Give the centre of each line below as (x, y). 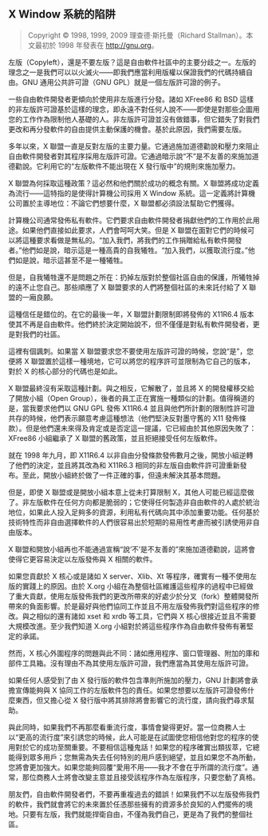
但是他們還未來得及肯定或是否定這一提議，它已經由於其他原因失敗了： (141, 428)
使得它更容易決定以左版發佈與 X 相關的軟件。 (83, 559)
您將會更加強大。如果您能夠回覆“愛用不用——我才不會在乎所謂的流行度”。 (130, 767)
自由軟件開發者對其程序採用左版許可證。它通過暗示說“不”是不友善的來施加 (130, 156)
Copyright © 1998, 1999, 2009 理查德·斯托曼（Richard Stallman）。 (137, 35)
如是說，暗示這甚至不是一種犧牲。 (71, 260)
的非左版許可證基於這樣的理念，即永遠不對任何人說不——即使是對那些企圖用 (134, 109)
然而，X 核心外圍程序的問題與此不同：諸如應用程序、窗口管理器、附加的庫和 (134, 653)
